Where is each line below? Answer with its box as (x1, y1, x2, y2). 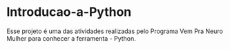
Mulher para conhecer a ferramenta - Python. (6, 34, 136, 42)
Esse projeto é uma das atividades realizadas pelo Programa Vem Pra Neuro (6, 27, 224, 35)
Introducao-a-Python (6, 4, 132, 20)
